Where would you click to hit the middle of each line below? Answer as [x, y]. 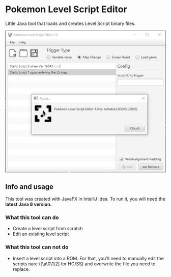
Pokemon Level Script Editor [66, 9]
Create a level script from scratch [48, 229]
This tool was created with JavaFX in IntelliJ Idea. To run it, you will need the [85, 199]
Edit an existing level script [41, 234]
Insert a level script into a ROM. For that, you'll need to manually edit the [88, 258]
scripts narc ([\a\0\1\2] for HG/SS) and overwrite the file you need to [84, 264]
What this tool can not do [37, 247]
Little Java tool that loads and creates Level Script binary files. [70, 23]
